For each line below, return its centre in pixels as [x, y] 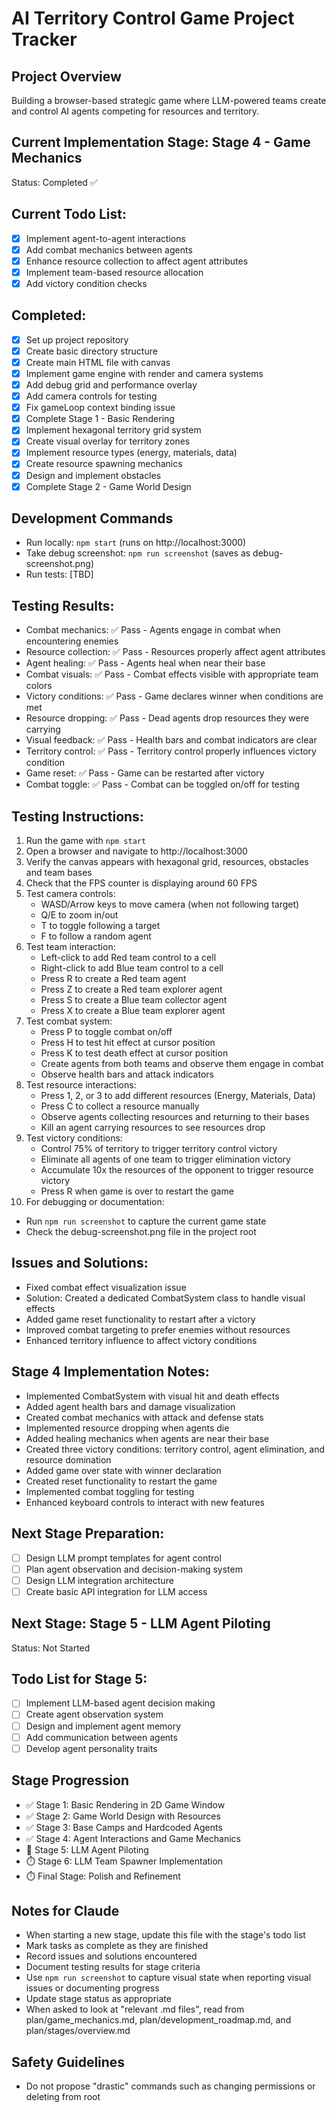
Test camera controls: [70, 894]
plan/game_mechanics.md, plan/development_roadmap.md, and [158, 2020]
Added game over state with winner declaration [123, 1470]
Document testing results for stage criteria [113, 1967]
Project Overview [66, 76]
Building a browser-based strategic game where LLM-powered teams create [169, 100]
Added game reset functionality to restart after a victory [140, 1319]
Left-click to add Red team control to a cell [128, 958]
